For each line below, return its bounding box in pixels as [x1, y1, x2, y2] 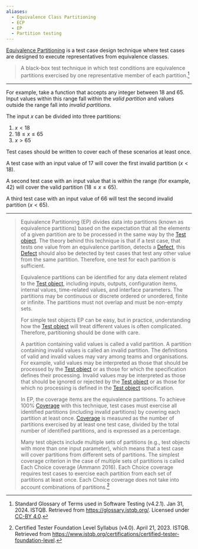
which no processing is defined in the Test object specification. [20, 384, 175, 391]
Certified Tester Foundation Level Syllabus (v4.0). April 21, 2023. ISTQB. [14, 524, 190, 531]
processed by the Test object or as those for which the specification [20, 365, 187, 372]
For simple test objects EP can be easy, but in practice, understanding [20, 316, 191, 323]
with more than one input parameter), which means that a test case [20, 445, 184, 452]
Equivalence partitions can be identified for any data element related [20, 273, 187, 280]
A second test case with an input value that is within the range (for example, [6, 177, 191, 184]
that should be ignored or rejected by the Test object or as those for [20, 378, 186, 385]
